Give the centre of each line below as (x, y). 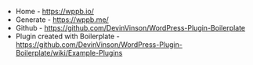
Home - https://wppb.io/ (54, 11)
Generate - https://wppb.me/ (62, 20)
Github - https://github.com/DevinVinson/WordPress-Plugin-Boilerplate (130, 28)
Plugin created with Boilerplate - (67, 36)
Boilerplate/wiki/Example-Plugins (69, 53)
